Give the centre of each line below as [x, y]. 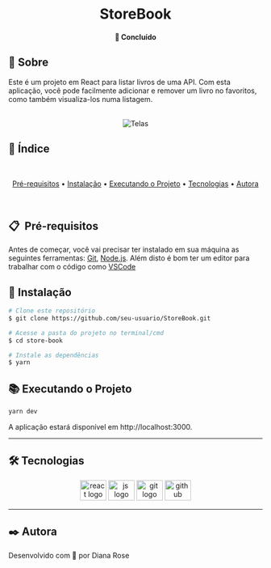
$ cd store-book [35, 341]
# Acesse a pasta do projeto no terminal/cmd [86, 333]
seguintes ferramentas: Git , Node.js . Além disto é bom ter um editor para [129, 258]
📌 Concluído [135, 36]
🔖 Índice [29, 148]
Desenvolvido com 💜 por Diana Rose [69, 555]
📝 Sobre [29, 63]
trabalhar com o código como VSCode [72, 267]
